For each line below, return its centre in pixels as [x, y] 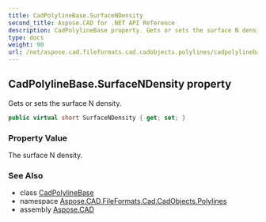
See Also [26, 175]
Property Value [38, 137]
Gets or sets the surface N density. [65, 103]
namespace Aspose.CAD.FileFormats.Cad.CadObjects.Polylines [123, 201]
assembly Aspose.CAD [57, 209]
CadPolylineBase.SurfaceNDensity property [120, 84]
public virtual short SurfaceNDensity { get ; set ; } [97, 118]
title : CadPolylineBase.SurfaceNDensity [76, 15]
